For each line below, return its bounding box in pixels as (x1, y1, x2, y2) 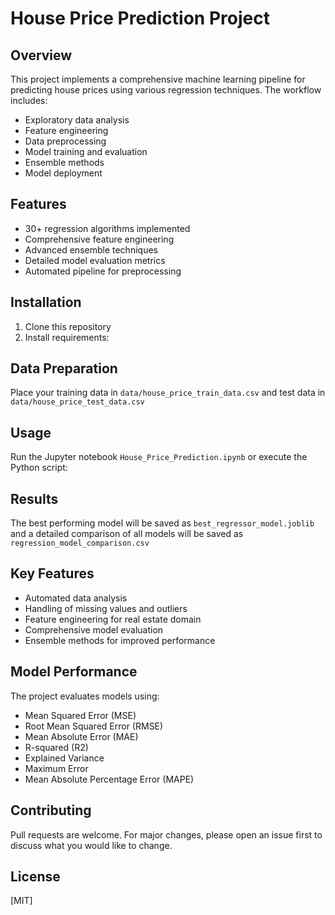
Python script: (10, 462, 68, 474)
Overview (10, 47, 73, 64)
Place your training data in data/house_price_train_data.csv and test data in (10, 387, 326, 399)
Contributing (10, 802, 92, 819)
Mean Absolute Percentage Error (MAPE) (24, 773, 195, 785)
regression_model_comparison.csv (10, 538, 150, 549)
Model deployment (24, 167, 103, 179)
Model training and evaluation (24, 146, 148, 157)
